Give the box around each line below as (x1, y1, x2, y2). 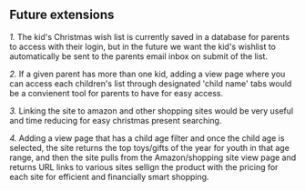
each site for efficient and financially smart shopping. (9, 171, 209, 182)
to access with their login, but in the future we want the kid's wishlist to (9, 41, 276, 52)
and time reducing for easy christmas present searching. (9, 115, 222, 126)
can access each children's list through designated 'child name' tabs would (9, 77, 292, 89)
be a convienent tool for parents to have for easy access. (9, 87, 224, 98)
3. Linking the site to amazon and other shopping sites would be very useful (9, 105, 294, 116)
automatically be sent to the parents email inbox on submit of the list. (9, 50, 269, 62)
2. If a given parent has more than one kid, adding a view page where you (9, 68, 286, 79)
